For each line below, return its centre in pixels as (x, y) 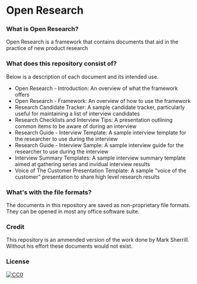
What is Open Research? (42, 29)
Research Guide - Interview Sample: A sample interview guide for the (99, 145)
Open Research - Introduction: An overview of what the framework (96, 88)
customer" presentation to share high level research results (87, 177)
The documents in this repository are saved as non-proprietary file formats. (99, 205)
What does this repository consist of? (61, 64)
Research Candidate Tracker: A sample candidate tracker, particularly (100, 107)
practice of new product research (47, 48)
